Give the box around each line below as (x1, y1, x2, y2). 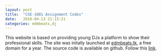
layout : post (5, 7, 32, 12)
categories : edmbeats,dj (5, 21, 57, 26)
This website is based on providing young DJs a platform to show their (5, 35, 150, 41)
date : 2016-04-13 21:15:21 (5, 16, 66, 21)
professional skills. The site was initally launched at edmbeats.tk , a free (5, 40, 152, 46)
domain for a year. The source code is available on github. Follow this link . (5, 45, 157, 51)
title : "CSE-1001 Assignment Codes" (5, 12, 84, 17)
